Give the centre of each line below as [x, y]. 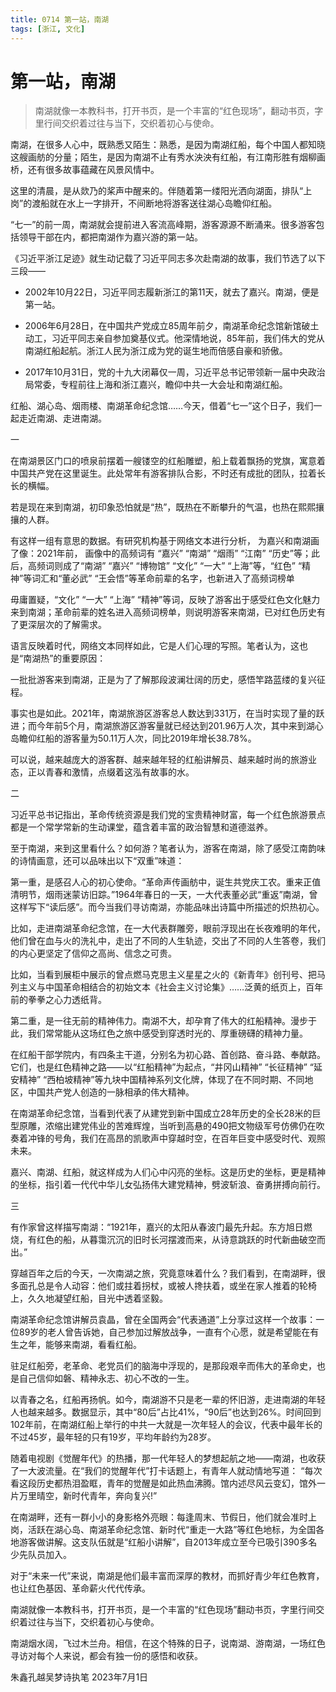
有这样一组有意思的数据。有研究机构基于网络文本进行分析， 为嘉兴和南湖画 [165, 541]
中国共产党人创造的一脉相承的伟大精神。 [111, 1092]
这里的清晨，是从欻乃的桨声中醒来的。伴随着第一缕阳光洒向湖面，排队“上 [161, 191]
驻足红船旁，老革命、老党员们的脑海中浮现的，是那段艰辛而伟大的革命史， [163, 1366]
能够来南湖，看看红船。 [93, 1345]
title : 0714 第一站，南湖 [60, 19]
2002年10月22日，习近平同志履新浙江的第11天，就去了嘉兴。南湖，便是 [172, 292]
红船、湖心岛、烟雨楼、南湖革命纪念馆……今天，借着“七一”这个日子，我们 [162, 406]
